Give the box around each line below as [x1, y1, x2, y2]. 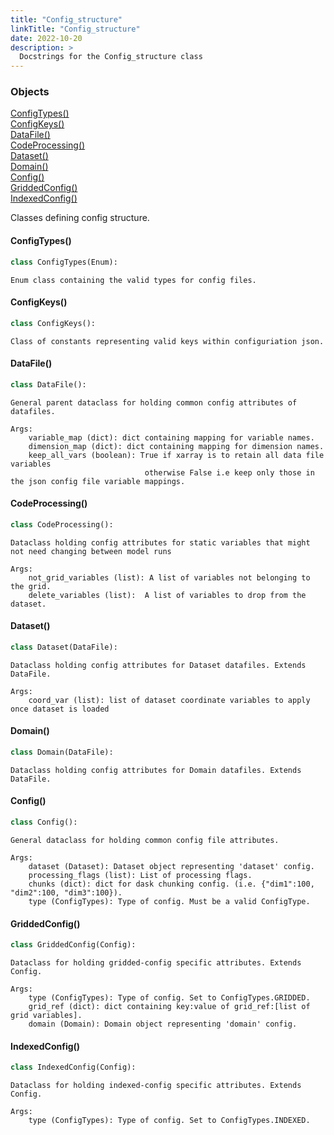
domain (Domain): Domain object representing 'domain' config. [28, 1019, 298, 1030]
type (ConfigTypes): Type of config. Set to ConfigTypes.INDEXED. [28, 1116, 311, 1126]
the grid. [10, 581, 52, 591]
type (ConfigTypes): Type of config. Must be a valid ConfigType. [28, 896, 311, 906]
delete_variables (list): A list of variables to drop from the [28, 590, 307, 600]
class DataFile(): [10, 379, 87, 390]
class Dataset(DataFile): [10, 642, 118, 652]
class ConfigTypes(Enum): [10, 257, 118, 267]
